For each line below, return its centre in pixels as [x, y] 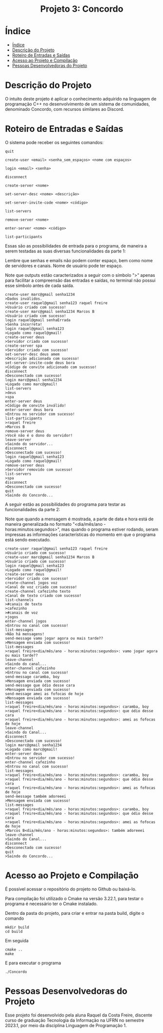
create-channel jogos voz [31, 583]
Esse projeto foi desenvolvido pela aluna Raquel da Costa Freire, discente [79, 1015]
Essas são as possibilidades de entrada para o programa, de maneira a [76, 246]
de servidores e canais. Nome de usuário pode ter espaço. [64, 266]
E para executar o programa [33, 963]
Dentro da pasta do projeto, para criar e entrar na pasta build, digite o [75, 913]
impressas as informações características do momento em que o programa [80, 535]
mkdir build [17, 927]
